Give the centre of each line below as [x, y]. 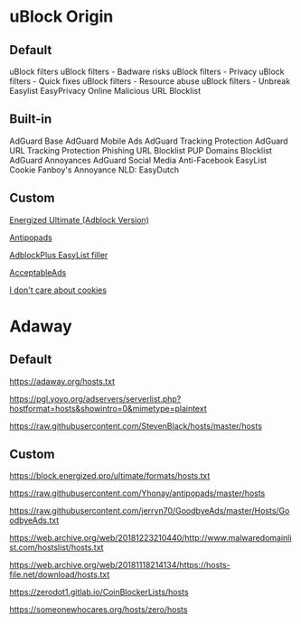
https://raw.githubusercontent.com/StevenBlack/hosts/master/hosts [136, 425]
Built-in [31, 119]
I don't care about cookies [58, 290]
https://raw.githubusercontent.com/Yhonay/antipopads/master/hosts [137, 493]
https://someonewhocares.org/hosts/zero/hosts [99, 610]
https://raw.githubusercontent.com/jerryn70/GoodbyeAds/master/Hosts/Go [150, 511]
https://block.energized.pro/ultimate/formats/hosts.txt [110, 476]
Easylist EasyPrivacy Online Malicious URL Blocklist [105, 91]
